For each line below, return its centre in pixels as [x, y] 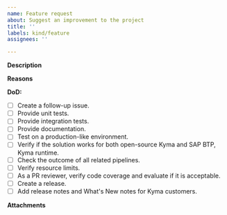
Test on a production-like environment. [73, 137]
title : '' [22, 26]
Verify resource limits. [49, 168]
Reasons [20, 79]
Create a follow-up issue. [53, 105]
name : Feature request [40, 14]
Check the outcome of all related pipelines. [78, 160]
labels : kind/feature [39, 33]
